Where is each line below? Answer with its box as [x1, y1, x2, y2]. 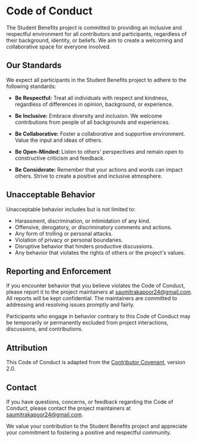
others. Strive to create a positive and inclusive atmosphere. [14, 172, 163, 179]
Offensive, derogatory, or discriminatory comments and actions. [14, 223, 172, 231]
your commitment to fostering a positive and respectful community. [6, 429, 172, 436]
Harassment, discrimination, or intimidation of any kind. [14, 217, 151, 224]
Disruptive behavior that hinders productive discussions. [14, 242, 154, 249]
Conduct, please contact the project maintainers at [6, 405, 131, 411]
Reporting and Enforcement [6, 266, 112, 276]
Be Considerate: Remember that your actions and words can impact [14, 166, 183, 173]
